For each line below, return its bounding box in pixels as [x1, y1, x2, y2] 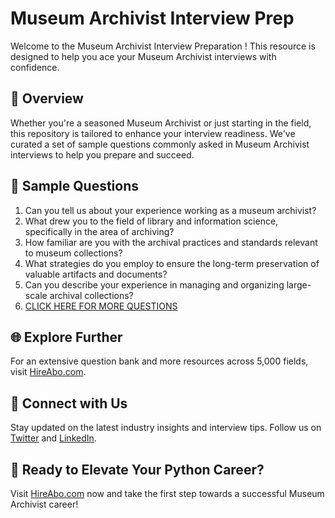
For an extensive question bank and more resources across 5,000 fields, [10, 355, 309, 367]
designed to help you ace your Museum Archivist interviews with [10, 50, 277, 62]
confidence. [10, 61, 60, 73]
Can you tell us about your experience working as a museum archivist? [24, 204, 317, 216]
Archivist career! [10, 498, 79, 510]
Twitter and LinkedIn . [10, 432, 97, 444]
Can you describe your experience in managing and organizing [24, 278, 285, 291]
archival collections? [49, 289, 134, 301]
